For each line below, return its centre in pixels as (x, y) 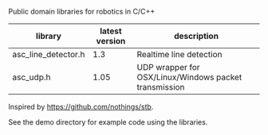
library (49, 36)
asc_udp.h (32, 77)
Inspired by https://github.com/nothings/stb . (81, 107)
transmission (161, 87)
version (111, 41)
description (197, 36)
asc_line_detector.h (49, 54)
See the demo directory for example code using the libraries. (108, 122)
